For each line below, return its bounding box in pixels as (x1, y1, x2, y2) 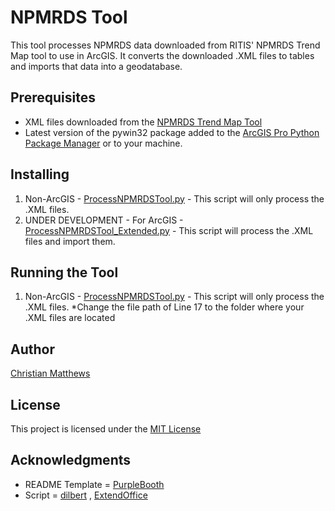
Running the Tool (10, 264, 119, 281)
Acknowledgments (10, 452, 132, 469)
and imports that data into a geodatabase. (10, 60, 183, 72)
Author (10, 341, 55, 358)
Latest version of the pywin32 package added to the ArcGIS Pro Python (24, 126, 320, 138)
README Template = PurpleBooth (24, 478, 165, 490)
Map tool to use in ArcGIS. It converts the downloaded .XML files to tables (10, 49, 315, 61)
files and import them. (24, 235, 116, 247)
